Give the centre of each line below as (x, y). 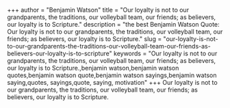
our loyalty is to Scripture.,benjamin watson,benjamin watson (93, 68)
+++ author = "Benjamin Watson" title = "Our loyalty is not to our (98, 10)
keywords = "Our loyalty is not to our (166, 53)
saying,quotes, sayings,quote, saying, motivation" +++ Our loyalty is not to (112, 82)
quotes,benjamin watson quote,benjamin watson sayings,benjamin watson (112, 75)
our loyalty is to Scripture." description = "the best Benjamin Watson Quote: (114, 24)
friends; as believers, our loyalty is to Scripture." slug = (85, 39)
